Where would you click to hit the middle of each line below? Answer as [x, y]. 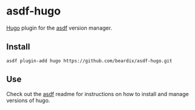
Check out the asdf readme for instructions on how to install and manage [98, 94]
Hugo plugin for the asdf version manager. [59, 28]
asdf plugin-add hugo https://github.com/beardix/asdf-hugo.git [89, 61]
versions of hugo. [28, 100]
